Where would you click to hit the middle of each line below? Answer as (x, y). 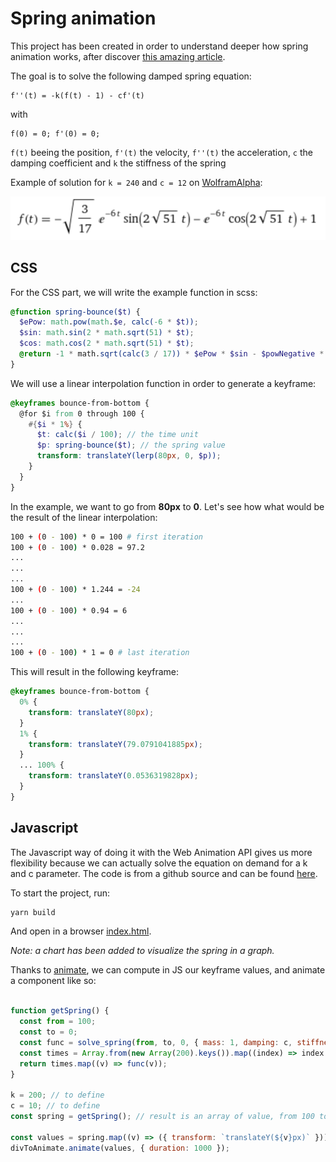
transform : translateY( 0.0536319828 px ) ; (113, 776)
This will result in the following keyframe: (94, 672)
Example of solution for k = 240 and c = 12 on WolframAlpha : (136, 182)
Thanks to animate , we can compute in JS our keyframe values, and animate (168, 970)
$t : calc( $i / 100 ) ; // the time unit (117, 435)
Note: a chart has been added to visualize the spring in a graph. (142, 951)
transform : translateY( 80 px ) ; (91, 712)
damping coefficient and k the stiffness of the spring (118, 163)
